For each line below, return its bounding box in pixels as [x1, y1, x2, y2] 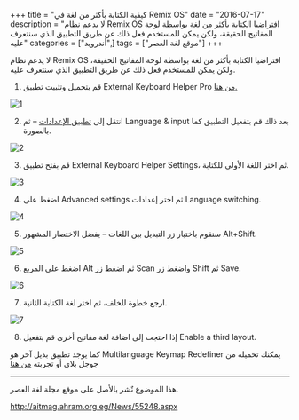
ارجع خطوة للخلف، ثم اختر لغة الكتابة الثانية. [22, 297, 168, 307]
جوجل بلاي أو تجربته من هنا [10, 359, 99, 368]
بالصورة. [22, 125, 51, 136]
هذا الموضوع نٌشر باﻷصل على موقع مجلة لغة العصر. [10, 384, 179, 394]
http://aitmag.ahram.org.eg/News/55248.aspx [10, 401, 178, 411]
